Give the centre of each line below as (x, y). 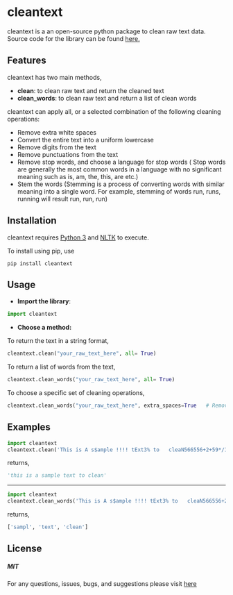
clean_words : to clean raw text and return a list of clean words (107, 98)
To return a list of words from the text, (61, 367)
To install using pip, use (41, 251)
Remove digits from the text (57, 147)
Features (27, 61)
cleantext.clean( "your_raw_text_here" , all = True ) (82, 354)
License (25, 549)
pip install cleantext (40, 263)
